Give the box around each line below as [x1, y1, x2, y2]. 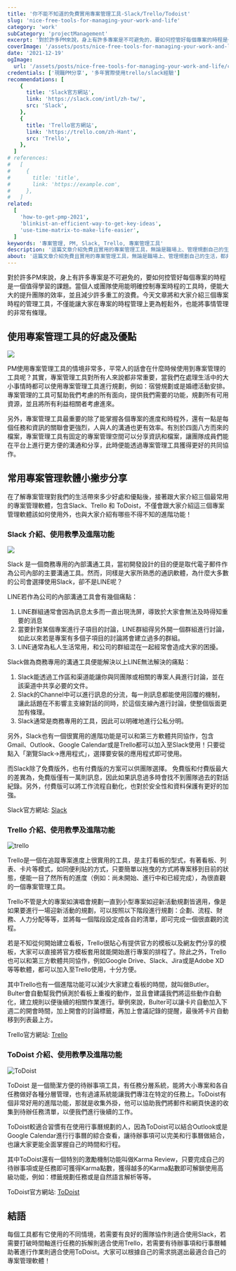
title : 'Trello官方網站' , [25, 121, 98, 129]
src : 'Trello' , [25, 135, 71, 142]
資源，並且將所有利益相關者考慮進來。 [7, 399, 118, 407]
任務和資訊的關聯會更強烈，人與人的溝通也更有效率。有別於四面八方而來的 [13, 423, 229, 431]
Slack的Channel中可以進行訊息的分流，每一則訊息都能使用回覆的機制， [17, 690, 224, 699]
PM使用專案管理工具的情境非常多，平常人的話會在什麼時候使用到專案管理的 [7, 364, 226, 372]
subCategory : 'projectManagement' [7, 30, 109, 37]
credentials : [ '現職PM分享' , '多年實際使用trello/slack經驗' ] [7, 69, 181, 76]
